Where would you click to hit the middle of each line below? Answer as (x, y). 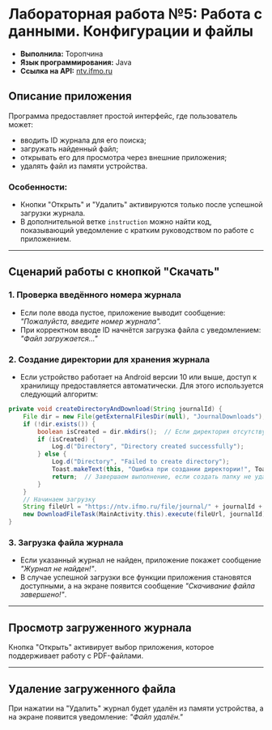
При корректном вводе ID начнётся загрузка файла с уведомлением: (140, 329)
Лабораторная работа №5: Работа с (136, 14)
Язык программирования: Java (76, 62)
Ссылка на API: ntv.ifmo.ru (66, 70)
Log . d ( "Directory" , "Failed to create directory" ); (140, 462)
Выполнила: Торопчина (62, 53)
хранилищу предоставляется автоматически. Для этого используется (142, 386)
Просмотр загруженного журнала (100, 628)
